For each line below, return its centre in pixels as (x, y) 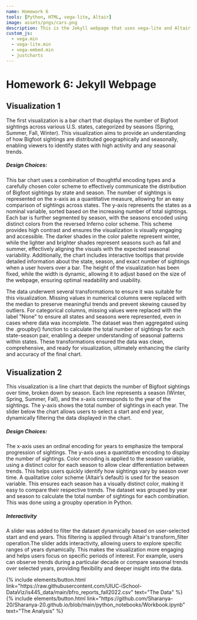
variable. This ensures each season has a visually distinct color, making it (95, 484)
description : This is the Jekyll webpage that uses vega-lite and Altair (98, 28)
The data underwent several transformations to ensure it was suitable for (94, 291)
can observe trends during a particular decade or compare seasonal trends (97, 562)
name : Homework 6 (27, 11)
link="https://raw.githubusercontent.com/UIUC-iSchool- (74, 586)
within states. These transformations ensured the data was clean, (85, 342)
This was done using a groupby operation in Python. (69, 503)
